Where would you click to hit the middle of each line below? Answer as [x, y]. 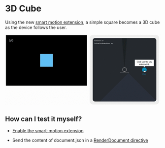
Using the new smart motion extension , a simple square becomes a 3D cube [82, 22]
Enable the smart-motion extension [48, 131]
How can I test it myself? [44, 119]
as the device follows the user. [36, 27]
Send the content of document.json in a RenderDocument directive [80, 140]
